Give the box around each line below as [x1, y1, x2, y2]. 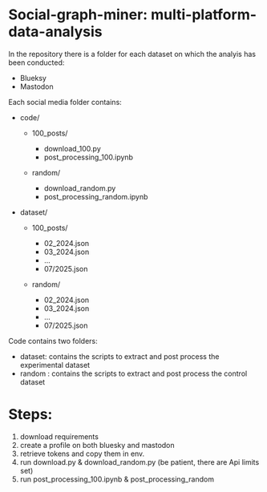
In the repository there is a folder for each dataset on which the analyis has [8, 49, 257, 58]
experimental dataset [19, 360, 91, 369]
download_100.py [43, 143, 102, 153]
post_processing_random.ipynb [43, 192, 148, 201]
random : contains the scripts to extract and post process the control [19, 369, 248, 378]
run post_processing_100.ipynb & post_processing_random [19, 474, 215, 484]
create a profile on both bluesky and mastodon [19, 440, 175, 450]
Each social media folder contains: [8, 97, 122, 107]
